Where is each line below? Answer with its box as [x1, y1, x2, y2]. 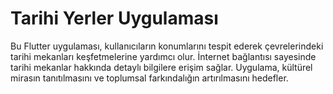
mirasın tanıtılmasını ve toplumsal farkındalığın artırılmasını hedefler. [10, 72, 289, 84]
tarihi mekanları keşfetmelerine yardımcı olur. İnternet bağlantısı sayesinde [10, 50, 317, 62]
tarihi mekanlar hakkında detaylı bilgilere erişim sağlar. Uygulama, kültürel [10, 61, 313, 73]
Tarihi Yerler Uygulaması [10, 7, 219, 30]
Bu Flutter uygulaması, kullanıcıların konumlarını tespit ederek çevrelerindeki [10, 40, 324, 52]
